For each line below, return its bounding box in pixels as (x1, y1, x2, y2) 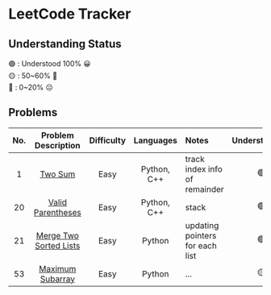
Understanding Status (8, 37, 123, 51)
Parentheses (33, 206, 82, 218)
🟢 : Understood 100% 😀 (8, 59, 91, 69)
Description (35, 139, 81, 151)
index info (185, 163, 223, 174)
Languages (133, 135, 177, 146)
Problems (8, 106, 58, 119)
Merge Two (35, 230, 79, 241)
